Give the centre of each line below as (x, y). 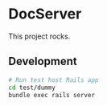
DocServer (45, 14)
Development (43, 61)
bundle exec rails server (51, 95)
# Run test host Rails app (53, 80)
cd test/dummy (32, 88)
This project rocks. (39, 36)
